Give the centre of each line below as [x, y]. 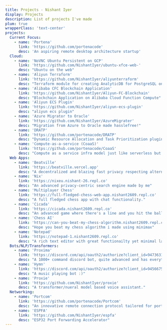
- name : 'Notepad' [33, 232]
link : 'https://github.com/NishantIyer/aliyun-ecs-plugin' [81, 107]
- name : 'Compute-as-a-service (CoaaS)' [56, 144]
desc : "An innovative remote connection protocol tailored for [85, 306]
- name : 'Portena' [33, 42]
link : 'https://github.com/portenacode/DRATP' [67, 135]
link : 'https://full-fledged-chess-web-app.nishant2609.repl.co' [87, 195]
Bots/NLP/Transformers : [34, 246]
